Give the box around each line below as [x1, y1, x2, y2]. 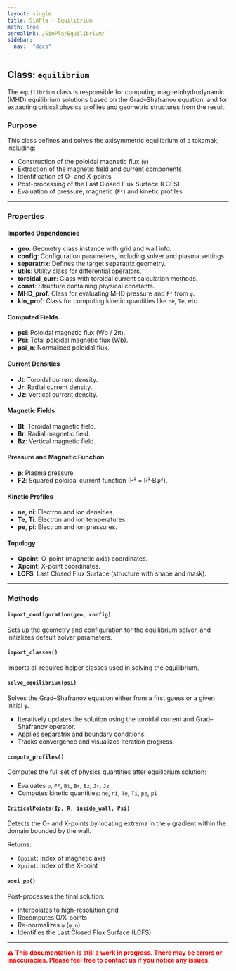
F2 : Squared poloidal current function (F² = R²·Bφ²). [17, 476, 168, 485]
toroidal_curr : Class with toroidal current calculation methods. [17, 274, 198, 283]
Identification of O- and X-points [17, 172, 112, 181]
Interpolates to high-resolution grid [17, 906, 119, 914]
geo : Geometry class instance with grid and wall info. [17, 244, 172, 253]
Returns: [7, 840, 32, 849]
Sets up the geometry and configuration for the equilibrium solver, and [7, 626, 211, 634]
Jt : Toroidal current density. [17, 375, 98, 383]
